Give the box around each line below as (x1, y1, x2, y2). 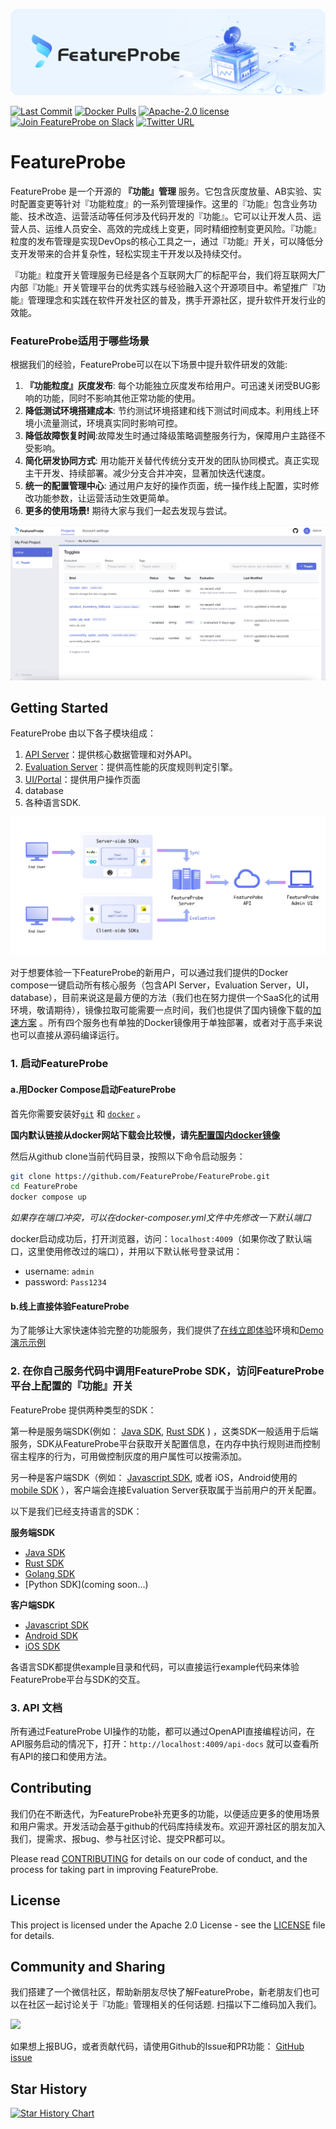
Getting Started (10, 700, 109, 716)
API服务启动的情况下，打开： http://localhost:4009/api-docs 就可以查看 (10, 1737, 311, 1749)
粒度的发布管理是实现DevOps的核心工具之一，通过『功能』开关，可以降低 (10, 235, 315, 247)
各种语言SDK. (24, 797, 82, 809)
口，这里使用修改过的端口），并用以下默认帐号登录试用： (10, 1245, 243, 1258)
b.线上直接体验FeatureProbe (10, 1300, 130, 1312)
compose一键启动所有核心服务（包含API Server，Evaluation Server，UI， (10, 979, 315, 991)
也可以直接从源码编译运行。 (10, 1029, 125, 1041)
